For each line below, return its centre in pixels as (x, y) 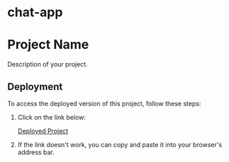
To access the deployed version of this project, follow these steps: (104, 103)
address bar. (36, 152)
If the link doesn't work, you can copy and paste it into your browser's (120, 144)
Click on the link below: (52, 117)
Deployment (35, 87)
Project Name (48, 45)
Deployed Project (43, 131)
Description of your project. (48, 64)
